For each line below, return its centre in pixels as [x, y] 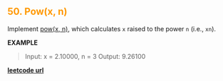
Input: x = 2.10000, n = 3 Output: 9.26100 [85, 56]
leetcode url [26, 70]
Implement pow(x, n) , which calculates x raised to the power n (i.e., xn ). [111, 28]
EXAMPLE [22, 43]
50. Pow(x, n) [37, 12]
